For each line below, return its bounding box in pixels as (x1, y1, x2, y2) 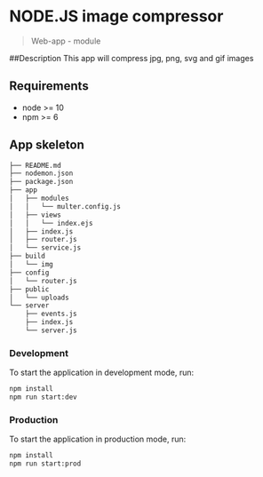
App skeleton (9, 138, 84, 153)
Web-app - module (30, 36, 101, 46)
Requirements (9, 78, 89, 94)
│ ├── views (9, 211, 62, 219)
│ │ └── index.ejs (9, 219, 93, 227)
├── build (9, 251, 46, 261)
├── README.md (9, 161, 62, 170)
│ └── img (9, 260, 53, 269)
